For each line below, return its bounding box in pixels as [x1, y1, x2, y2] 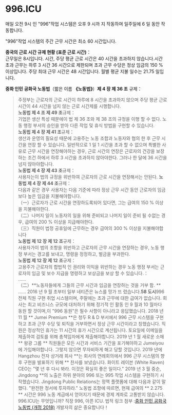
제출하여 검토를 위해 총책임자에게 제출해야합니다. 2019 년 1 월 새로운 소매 [17, 333, 164, 339]
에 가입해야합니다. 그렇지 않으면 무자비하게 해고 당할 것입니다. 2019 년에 [17, 346, 163, 352]
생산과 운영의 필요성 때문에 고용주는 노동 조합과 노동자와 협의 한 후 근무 [17, 135, 161, 141]
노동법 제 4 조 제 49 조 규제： [17, 109, 75, 116]
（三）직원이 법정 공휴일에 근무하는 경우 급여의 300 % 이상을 [17, 225, 142, 231]
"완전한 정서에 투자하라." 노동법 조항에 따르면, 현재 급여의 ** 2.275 [29, 385, 163, 391]
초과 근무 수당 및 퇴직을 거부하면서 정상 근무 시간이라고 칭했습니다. [27, 320, 161, 327]
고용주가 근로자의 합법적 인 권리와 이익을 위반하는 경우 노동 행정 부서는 [17, 263, 159, 270]
